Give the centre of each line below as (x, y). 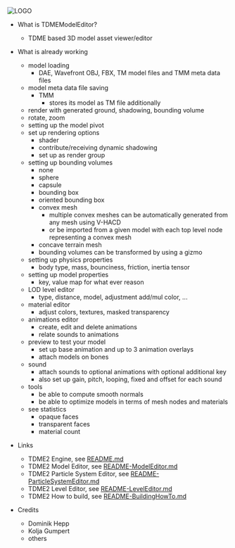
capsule (50, 185)
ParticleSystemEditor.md (64, 481)
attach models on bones (74, 357)
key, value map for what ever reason (91, 282)
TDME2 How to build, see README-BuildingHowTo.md (107, 496)
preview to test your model (67, 342)
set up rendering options (64, 133)
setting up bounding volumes (70, 163)
